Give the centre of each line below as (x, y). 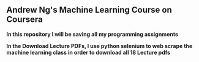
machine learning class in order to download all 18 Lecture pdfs (88, 52)
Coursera (24, 20)
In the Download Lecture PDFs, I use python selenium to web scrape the (99, 46)
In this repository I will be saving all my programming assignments (92, 34)
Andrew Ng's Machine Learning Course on (89, 10)
